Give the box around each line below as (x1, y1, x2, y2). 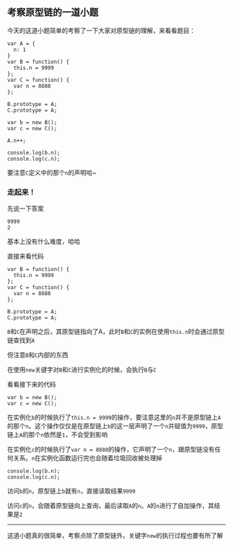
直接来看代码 (7, 252, 44, 261)
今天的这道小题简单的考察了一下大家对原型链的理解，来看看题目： (7, 26, 196, 35)
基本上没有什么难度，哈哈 (7, 238, 80, 246)
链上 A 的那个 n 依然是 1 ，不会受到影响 (7, 430, 108, 439)
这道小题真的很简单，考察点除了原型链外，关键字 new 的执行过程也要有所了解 (7, 531, 223, 540)
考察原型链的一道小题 (7, 6, 98, 19)
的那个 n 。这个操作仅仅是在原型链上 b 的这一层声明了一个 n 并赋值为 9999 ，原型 (7, 422, 224, 430)
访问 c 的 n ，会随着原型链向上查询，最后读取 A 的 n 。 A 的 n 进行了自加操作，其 (7, 502, 215, 510)
